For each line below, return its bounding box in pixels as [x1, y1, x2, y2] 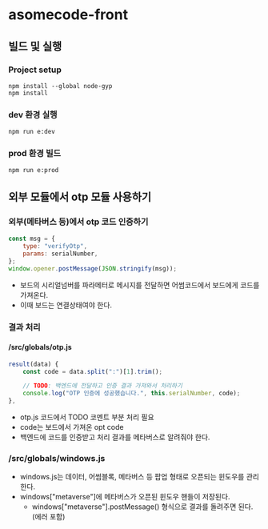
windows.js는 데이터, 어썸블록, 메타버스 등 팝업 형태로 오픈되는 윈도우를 [19, 472, 245, 482]
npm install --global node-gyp [8, 82, 113, 90]
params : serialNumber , [22, 250, 98, 258]
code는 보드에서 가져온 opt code [19, 423, 124, 432]
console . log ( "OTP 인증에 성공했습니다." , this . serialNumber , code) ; [22, 390, 241, 398]
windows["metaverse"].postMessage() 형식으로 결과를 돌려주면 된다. [31, 502, 254, 511]
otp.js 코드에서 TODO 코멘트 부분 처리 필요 [19, 412, 154, 422]
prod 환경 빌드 [8, 148, 62, 159]
